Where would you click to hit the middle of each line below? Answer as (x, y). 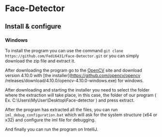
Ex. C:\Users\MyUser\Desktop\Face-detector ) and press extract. (70, 100)
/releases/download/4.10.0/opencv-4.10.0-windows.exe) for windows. (74, 80)
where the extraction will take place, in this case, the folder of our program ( (81, 95)
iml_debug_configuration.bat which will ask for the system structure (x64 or (81, 115)
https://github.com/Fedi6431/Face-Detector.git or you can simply (72, 56)
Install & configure (33, 26)
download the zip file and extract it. (40, 61)
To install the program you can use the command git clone (64, 50)
